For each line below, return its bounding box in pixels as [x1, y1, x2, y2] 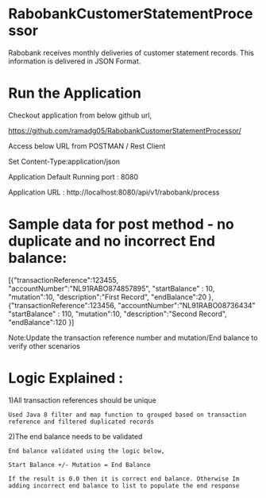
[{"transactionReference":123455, [8, 275, 119, 284]
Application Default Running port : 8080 [8, 172, 139, 181]
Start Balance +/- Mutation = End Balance [8, 461, 151, 469]
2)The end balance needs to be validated [8, 431, 143, 441]
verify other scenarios [8, 341, 81, 350]
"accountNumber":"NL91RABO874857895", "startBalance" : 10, [8, 284, 215, 293]
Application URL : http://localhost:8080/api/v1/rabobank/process [8, 187, 220, 197]
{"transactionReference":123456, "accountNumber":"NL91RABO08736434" [8, 300, 256, 310]
